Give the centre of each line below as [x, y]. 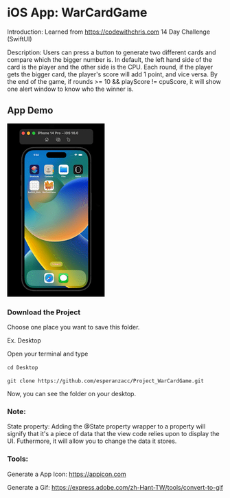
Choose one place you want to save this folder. [73, 327]
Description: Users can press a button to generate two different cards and [112, 52]
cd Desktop [23, 368]
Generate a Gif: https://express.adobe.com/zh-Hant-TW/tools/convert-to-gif [115, 487]
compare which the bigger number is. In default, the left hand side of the [110, 59]
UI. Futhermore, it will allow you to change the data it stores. [92, 441]
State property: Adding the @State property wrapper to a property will [106, 426]
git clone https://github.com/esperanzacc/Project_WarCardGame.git [106, 381]
